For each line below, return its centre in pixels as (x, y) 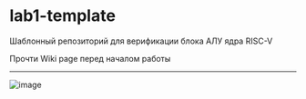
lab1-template (63, 16)
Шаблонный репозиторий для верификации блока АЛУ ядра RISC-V (141, 41)
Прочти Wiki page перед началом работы (90, 58)
